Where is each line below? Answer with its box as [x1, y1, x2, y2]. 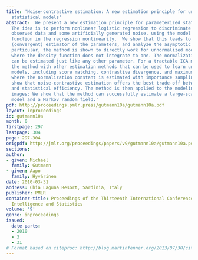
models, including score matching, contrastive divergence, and [11, 69, 173, 75]
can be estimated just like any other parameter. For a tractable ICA [11, 58, 189, 64]
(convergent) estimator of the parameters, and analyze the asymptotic [11, 42, 192, 48]
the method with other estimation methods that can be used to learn [11, 63, 186, 70]
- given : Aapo [6, 168, 41, 174]
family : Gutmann [11, 162, 51, 168]
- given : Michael [6, 157, 49, 163]
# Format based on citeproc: [6, 245, 78, 251]
